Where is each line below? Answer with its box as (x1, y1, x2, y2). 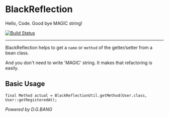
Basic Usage (5, 80, 45, 88)
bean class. (5, 49, 29, 56)
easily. (5, 65, 19, 71)
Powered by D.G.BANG (5, 106, 53, 112)
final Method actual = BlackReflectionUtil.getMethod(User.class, (5, 93, 147, 98)
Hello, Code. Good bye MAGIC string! (5, 20, 82, 26)
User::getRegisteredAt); (5, 97, 57, 102)
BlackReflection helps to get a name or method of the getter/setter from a (5, 44, 152, 50)
